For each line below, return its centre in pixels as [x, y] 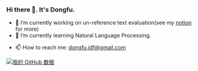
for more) [27, 29]
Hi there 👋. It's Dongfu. [41, 10]
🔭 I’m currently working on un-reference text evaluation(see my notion [103, 23]
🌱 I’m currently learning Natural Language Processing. [83, 35]
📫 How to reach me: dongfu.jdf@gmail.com [70, 48]
